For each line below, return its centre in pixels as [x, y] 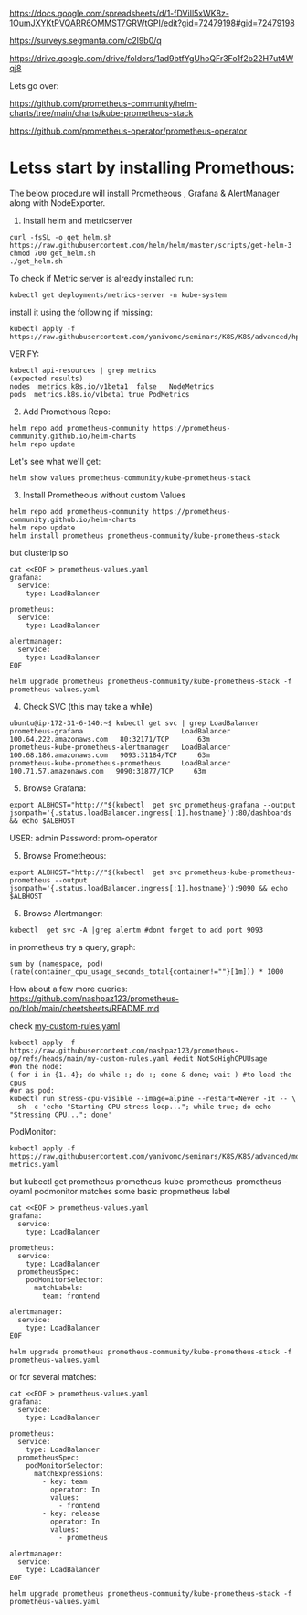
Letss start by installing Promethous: [152, 168]
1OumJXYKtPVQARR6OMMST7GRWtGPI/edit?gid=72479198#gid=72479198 [152, 23]
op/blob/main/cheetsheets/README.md [85, 1008]
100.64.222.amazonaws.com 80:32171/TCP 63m [110, 739]
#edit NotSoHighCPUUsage [220, 1059]
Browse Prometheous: [64, 855]
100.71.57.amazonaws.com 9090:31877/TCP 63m [108, 771]
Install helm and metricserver [77, 220]
